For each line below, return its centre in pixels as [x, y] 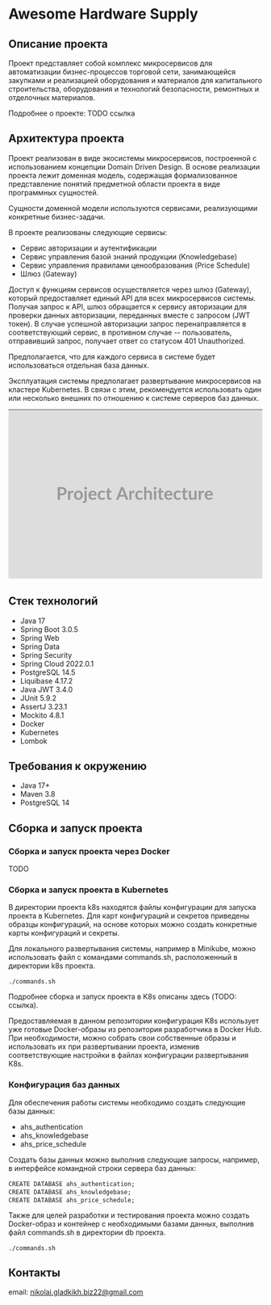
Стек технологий [53, 602]
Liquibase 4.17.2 [46, 680]
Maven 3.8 [38, 794]
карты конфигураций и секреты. [64, 933]
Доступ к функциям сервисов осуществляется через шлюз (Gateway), [130, 289]
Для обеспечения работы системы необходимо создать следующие [127, 1102]
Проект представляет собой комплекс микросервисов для [110, 63]
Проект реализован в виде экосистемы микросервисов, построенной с [133, 158]
